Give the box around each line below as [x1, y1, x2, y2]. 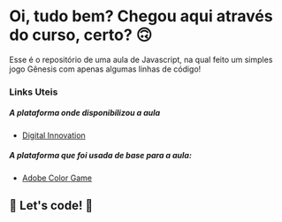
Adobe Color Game [21, 172, 93, 183]
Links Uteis [9, 86, 58, 98]
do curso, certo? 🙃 [9, 25, 153, 45]
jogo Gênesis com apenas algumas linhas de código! [9, 64, 202, 74]
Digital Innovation [21, 130, 86, 141]
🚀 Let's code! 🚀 [9, 198, 94, 213]
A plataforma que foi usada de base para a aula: [9, 150, 193, 161]
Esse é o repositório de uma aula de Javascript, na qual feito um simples [9, 54, 273, 65]
